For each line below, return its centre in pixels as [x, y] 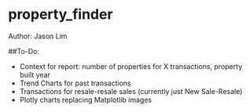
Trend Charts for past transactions [75, 83]
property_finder [61, 14]
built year [35, 74]
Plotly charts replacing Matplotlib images [85, 99]
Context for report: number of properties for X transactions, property [131, 66]
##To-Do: [24, 51]
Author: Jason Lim [38, 36]
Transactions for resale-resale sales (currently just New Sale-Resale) [131, 91]
